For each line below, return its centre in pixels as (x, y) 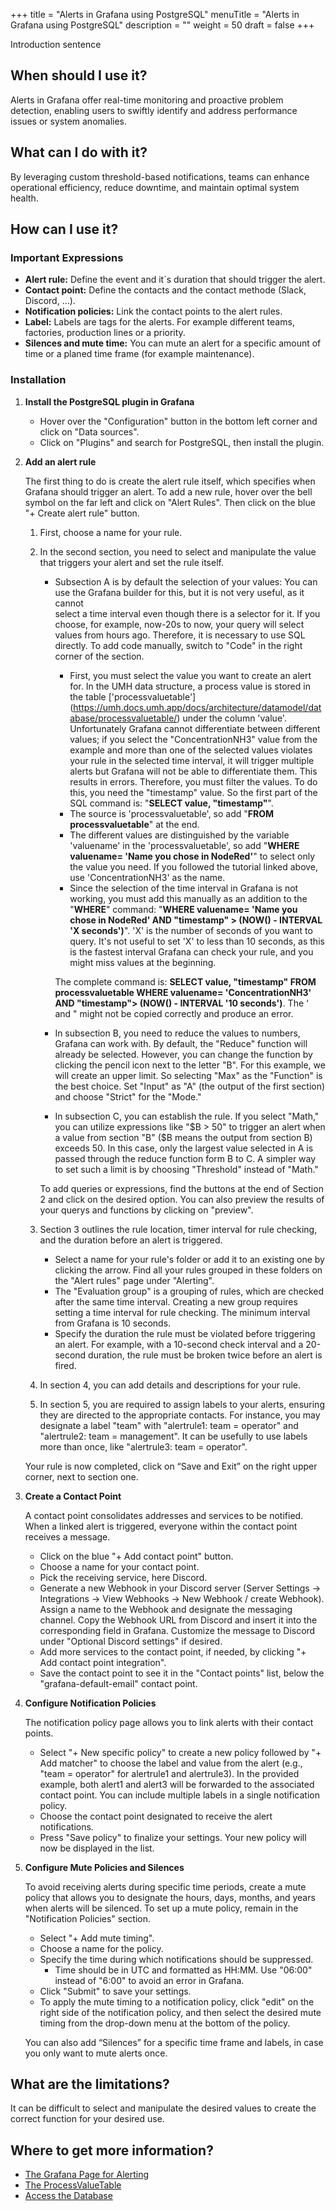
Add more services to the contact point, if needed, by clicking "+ (173, 1651)
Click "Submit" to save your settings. (115, 1991)
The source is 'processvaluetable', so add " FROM (172, 813)
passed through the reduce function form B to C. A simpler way (185, 1158)
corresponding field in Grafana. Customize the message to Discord (177, 1630)
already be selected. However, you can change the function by (183, 1054)
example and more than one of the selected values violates (191, 750)
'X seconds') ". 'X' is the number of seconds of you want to (191, 930)
